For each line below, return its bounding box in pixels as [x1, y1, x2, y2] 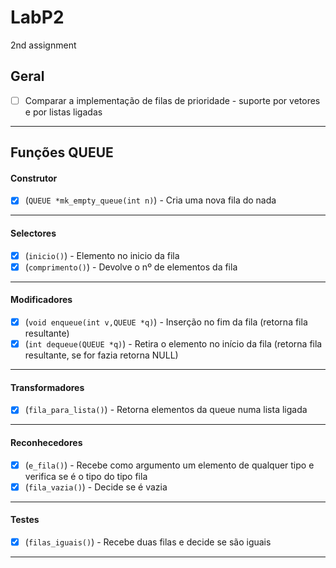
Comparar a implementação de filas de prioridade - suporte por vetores [24, 94, 321, 106]
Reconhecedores [10, 436, 83, 448]
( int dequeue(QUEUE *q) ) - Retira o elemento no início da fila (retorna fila [24, 338, 323, 350]
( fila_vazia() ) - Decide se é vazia [24, 481, 168, 493]
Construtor [10, 172, 58, 184]
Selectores [10, 227, 57, 240]
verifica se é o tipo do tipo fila [24, 470, 148, 482]
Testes [10, 514, 40, 526]
